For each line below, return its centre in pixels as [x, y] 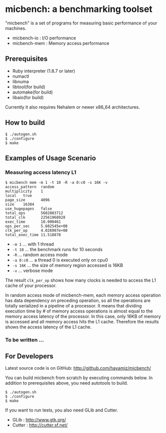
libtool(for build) [29, 87]
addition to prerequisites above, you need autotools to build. [67, 383]
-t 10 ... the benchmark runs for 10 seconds [57, 250]
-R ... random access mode [40, 255]
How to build [25, 123]
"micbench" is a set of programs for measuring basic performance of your [81, 23]
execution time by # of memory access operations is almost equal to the [79, 311]
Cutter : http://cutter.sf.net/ [40, 425]
